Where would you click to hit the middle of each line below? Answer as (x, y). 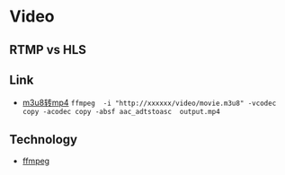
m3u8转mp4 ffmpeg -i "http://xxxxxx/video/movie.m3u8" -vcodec (149, 103)
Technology (44, 140)
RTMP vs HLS (48, 50)
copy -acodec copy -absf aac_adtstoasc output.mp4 (121, 112)
